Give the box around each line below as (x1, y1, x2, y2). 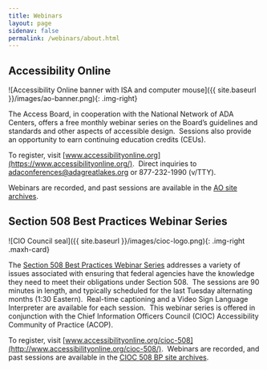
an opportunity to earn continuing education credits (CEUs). (8, 135, 206, 144)
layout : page (8, 19, 52, 27)
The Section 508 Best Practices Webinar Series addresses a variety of (8, 260, 241, 270)
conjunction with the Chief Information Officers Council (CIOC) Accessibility (8, 311, 259, 321)
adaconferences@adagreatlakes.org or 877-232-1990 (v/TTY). (8, 168, 216, 177)
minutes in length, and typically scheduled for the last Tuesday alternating (8, 286, 253, 295)
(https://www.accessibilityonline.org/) (8, 159, 133, 169)
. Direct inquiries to (131, 159, 197, 169)
